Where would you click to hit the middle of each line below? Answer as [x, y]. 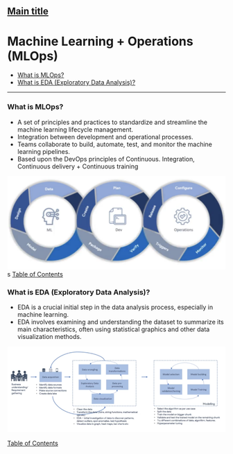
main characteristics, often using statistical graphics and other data [113, 329]
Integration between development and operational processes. [105, 137]
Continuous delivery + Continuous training [78, 166]
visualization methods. [49, 337]
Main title [28, 11]
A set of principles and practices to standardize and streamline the [112, 122]
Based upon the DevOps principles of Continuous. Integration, [106, 159]
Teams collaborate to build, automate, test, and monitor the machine [115, 144]
